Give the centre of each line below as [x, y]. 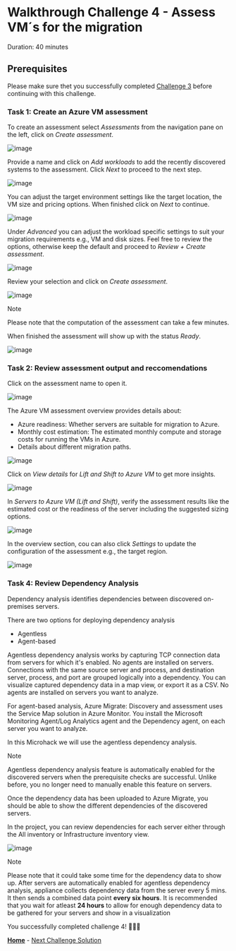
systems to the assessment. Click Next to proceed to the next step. [105, 169]
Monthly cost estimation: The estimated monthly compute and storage [119, 432]
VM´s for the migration [75, 27]
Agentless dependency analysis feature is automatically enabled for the [111, 769]
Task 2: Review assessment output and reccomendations [107, 368]
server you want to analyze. [48, 728]
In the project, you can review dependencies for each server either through [116, 827]
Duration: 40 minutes [38, 47]
